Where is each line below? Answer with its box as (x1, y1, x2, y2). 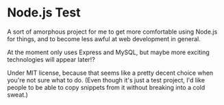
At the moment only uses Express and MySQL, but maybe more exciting (7, 48, 210, 56)
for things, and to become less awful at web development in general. (7, 34, 201, 43)
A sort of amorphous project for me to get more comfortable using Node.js (7, 27, 218, 36)
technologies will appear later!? (7, 55, 96, 63)
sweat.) (7, 91, 29, 99)
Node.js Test (7, 5, 81, 21)
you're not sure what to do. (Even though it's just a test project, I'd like (7, 75, 206, 84)
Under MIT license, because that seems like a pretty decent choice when (7, 69, 214, 77)
